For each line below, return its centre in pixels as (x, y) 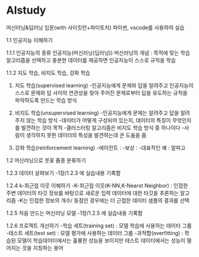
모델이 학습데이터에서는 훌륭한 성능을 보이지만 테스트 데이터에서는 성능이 (101, 240)
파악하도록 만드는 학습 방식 (46, 100)
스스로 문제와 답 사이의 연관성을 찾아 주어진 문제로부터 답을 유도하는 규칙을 (101, 93)
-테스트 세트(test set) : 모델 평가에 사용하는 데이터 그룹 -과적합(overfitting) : (95, 233)
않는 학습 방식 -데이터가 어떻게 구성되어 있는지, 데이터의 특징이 (98, 120)
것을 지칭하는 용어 (42, 248)
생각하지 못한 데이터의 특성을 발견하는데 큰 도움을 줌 (86, 135)
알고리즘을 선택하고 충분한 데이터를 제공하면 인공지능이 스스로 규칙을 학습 (91, 60)
